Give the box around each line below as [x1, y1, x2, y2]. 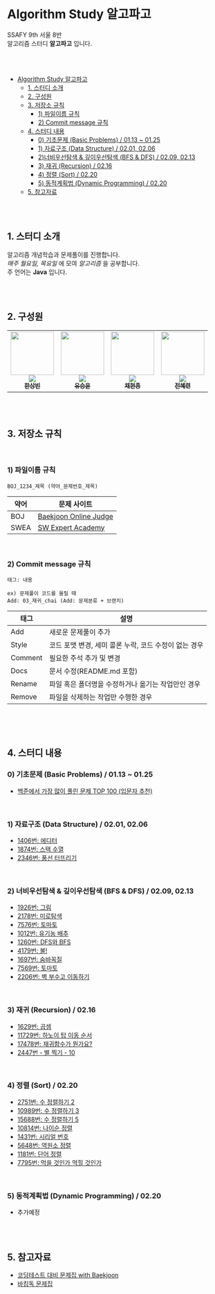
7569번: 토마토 [17, 964, 58, 972]
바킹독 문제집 [17, 1279, 53, 1288]
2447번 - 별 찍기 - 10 [17, 1048, 75, 1057]
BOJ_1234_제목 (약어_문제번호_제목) [7, 483, 98, 490]
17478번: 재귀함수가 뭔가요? [17, 1039, 93, 1048]
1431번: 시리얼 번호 [17, 1132, 69, 1141]
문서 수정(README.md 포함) [49, 666, 138, 676]
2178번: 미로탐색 [17, 912, 62, 920]
